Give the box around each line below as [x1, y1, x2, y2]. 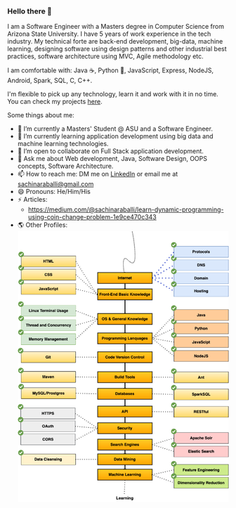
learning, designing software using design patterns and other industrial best [7, 45, 227, 53]
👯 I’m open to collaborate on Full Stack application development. [17, 147, 204, 155]
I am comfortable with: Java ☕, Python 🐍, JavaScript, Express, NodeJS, [7, 66, 214, 74]
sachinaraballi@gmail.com [17, 180, 94, 188]
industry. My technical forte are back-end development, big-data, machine [7, 37, 223, 46]
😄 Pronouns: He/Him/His [17, 188, 91, 196]
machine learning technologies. [17, 140, 109, 148]
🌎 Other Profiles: [17, 221, 68, 229]
